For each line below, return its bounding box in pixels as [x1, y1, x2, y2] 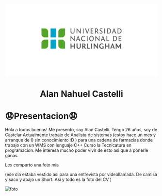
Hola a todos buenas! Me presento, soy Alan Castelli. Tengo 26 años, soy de [5, 126, 158, 132]
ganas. [5, 152, 19, 158]
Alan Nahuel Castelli [39, 88, 124, 99]
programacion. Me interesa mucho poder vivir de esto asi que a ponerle [5, 147, 148, 153]
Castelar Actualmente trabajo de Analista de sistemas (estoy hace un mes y [5, 132, 156, 138]
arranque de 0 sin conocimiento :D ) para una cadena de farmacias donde [5, 137, 153, 143]
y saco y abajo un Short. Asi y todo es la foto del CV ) [5, 177, 112, 182]
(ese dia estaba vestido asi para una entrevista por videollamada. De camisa [5, 171, 158, 177]
